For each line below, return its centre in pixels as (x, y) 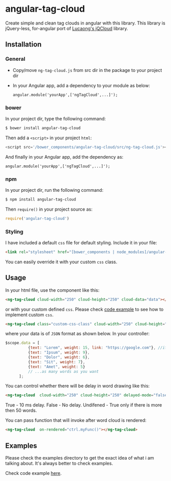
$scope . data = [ (22, 343)
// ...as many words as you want (63, 371)
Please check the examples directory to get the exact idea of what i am (80, 458)
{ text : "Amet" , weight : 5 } (56, 367)
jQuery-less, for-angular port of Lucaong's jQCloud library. (67, 28)
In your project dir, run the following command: (54, 190)
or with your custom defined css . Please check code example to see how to (84, 309)
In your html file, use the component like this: (52, 290)
